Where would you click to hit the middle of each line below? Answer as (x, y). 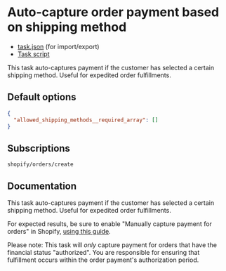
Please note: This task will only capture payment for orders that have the (112, 245)
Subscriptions (39, 148)
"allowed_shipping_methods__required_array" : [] (86, 120)
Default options (42, 97)
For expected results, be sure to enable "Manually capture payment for (110, 224)
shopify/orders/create (40, 165)
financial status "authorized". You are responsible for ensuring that (104, 252)
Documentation (42, 186)
